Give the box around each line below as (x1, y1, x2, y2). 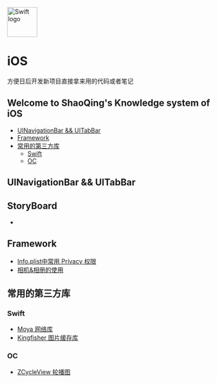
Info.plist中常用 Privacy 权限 (16, 257, 97, 265)
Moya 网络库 (16, 325, 54, 334)
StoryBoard (7, 200, 58, 211)
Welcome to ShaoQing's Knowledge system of (7, 97, 211, 109)
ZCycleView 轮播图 (16, 367, 71, 376)
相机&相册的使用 (16, 266, 64, 274)
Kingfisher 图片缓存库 (16, 334, 79, 342)
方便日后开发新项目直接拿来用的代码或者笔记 (7, 77, 134, 85)
